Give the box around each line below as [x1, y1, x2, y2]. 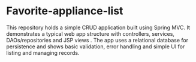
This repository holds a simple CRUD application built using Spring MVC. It [6, 24, 190, 31]
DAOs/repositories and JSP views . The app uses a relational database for [6, 36, 189, 44]
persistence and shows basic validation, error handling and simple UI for [6, 43, 185, 50]
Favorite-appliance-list [6, 4, 123, 18]
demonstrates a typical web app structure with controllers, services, [6, 30, 175, 37]
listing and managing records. [6, 49, 80, 56]
